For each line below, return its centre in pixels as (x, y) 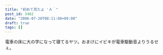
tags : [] (14, 27)
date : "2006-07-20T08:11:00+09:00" (41, 18)
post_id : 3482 (20, 14)
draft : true (17, 23)
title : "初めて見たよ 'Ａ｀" (32, 9)
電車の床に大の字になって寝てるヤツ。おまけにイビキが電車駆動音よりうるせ (82, 42)
